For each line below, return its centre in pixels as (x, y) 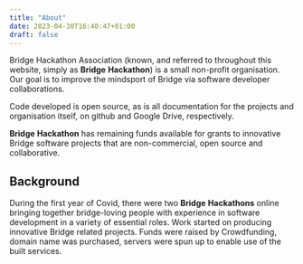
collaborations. (37, 89)
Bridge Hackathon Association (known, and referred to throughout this (141, 61)
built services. (36, 251)
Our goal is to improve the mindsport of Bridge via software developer (140, 80)
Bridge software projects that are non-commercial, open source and (136, 143)
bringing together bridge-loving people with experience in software (135, 212)
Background (44, 181)
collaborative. (35, 153)
